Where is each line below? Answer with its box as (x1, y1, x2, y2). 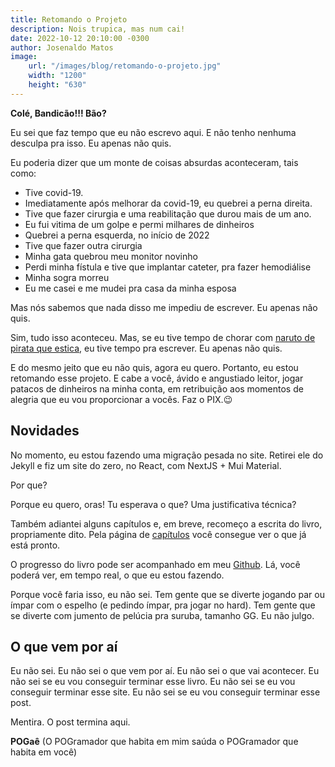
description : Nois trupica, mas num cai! (10, 24, 186, 34)
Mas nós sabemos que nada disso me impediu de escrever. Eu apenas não (10, 301, 318, 313)
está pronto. (10, 539, 61, 551)
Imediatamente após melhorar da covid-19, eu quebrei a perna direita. (24, 197, 313, 209)
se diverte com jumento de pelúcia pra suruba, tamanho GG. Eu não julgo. (10, 609, 315, 621)
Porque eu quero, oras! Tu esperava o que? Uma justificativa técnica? (10, 498, 297, 510)
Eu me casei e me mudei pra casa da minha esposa (24, 282, 237, 294)
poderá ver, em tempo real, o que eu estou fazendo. (10, 569, 225, 581)
